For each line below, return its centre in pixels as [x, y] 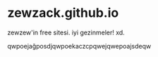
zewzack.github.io [63, 13]
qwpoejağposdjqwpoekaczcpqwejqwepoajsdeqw [79, 46]
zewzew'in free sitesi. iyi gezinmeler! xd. [66, 32]
